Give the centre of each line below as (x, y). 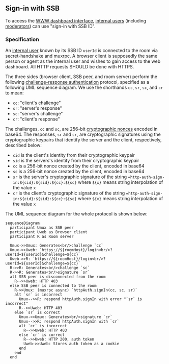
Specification (22, 39)
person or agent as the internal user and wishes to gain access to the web (83, 61)
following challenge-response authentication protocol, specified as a (77, 82)
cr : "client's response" (36, 119)
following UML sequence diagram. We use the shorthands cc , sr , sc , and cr (84, 88)
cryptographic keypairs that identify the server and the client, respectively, (83, 140)
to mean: (15, 93)
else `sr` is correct (37, 313)
